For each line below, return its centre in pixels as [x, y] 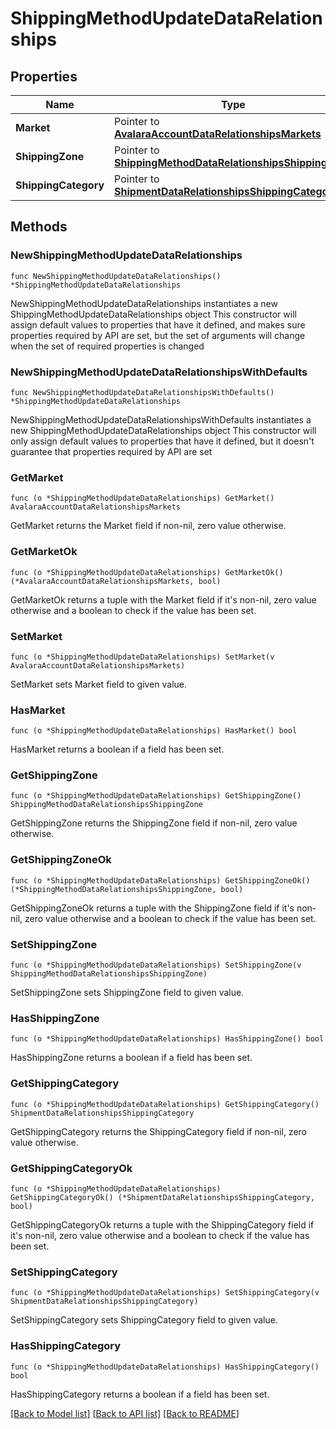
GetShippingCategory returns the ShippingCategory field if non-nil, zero [158, 1131]
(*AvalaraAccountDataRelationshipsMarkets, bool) [116, 581]
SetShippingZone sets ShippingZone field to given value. [127, 993]
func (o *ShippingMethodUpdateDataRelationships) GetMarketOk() [147, 572]
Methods [39, 227]
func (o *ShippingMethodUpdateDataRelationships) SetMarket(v [142, 657]
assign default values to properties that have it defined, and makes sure [158, 324]
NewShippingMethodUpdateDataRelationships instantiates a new [144, 303]
